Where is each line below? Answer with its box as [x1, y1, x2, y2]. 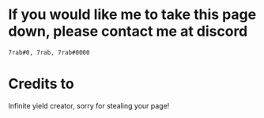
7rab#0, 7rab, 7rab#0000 [8, 48, 90, 56]
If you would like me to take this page [8, 6, 257, 24]
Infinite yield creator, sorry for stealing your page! [8, 101, 170, 110]
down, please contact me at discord [8, 22, 248, 40]
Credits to [8, 75, 74, 93]
